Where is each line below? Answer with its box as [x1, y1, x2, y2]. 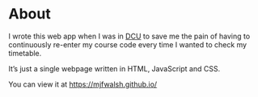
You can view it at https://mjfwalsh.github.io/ [8, 79, 158, 89]
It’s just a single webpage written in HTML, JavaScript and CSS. [8, 63, 221, 73]
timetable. [8, 48, 42, 58]
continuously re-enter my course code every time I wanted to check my [8, 39, 247, 49]
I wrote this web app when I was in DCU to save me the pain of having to [8, 31, 251, 41]
